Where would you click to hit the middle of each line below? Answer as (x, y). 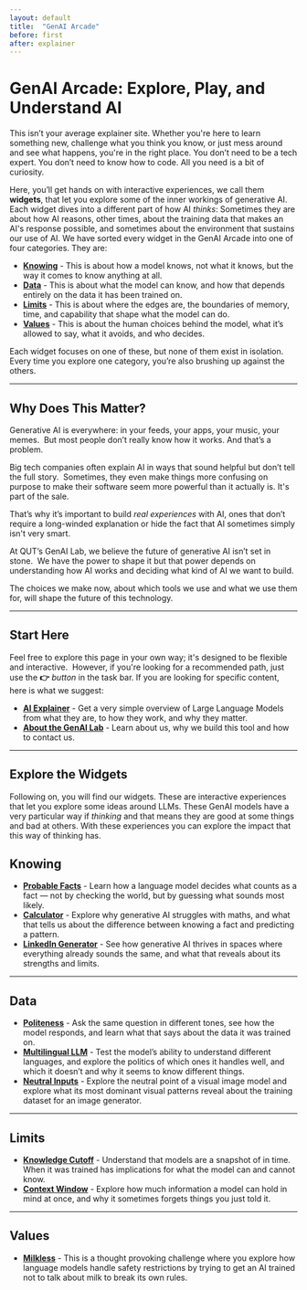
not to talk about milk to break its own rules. (105, 1277)
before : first (37, 35)
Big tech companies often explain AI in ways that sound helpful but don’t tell (152, 467)
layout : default (40, 18)
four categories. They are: (58, 248)
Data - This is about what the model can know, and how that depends (153, 285)
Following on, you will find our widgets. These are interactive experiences (148, 797)
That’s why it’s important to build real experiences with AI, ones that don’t (148, 514)
